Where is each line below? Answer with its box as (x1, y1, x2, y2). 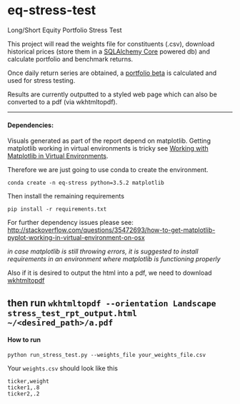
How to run (7, 335, 41, 344)
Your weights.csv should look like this (7, 363, 118, 373)
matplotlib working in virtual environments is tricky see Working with (7, 144, 209, 153)
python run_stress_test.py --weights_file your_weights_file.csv (7, 351, 206, 358)
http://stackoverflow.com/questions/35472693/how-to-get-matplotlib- (7, 226, 216, 234)
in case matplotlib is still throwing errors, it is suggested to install (7, 247, 199, 256)
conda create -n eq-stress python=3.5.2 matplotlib (7, 179, 164, 187)
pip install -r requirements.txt (7, 206, 107, 213)
